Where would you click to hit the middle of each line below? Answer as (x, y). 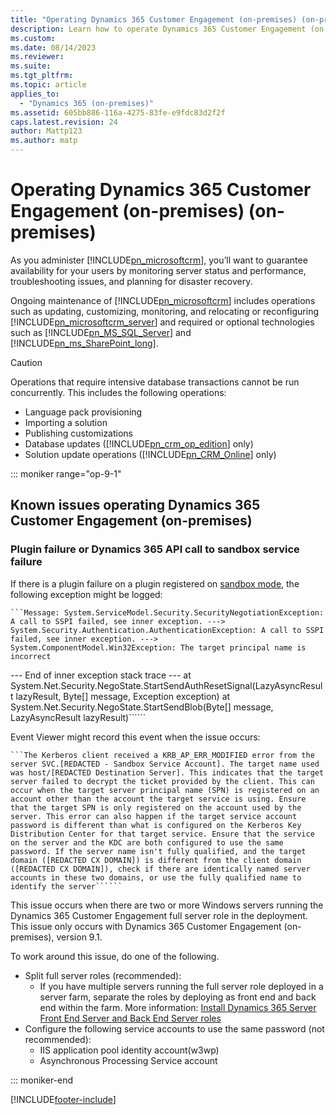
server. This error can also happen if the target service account (154, 816)
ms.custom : (33, 38)
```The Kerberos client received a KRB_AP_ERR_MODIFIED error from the (162, 755)
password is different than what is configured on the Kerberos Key (156, 825)
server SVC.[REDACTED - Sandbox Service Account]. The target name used (165, 764)
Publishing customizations (79, 433)
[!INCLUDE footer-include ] (63, 1099)
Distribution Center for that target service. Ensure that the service (162, 834)
